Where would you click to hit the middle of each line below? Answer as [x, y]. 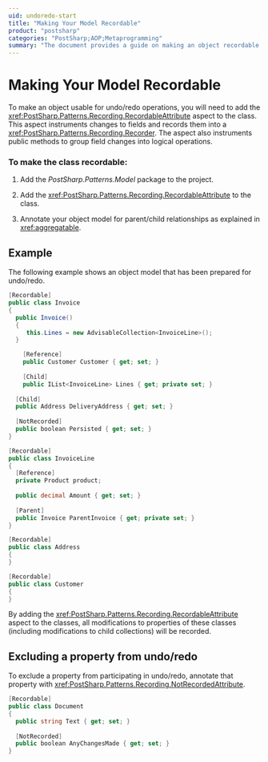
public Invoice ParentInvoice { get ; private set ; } [105, 518]
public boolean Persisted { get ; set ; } [84, 429]
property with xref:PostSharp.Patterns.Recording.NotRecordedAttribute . [127, 684]
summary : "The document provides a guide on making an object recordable [134, 46]
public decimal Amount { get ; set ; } [78, 496]
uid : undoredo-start [43, 16]
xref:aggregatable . [50, 228]
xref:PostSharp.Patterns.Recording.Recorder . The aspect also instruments [130, 133]
